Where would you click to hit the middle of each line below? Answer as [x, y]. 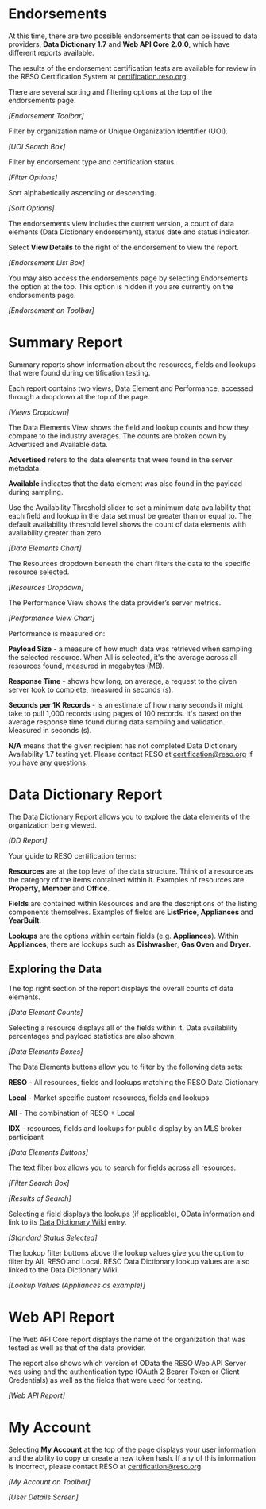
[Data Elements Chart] [45, 548]
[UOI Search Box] [37, 146]
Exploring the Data [55, 969]
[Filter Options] [33, 177]
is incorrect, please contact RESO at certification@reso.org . [106, 1466]
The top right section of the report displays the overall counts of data [121, 988]
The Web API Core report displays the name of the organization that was [127, 1339]
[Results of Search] [40, 1198]
